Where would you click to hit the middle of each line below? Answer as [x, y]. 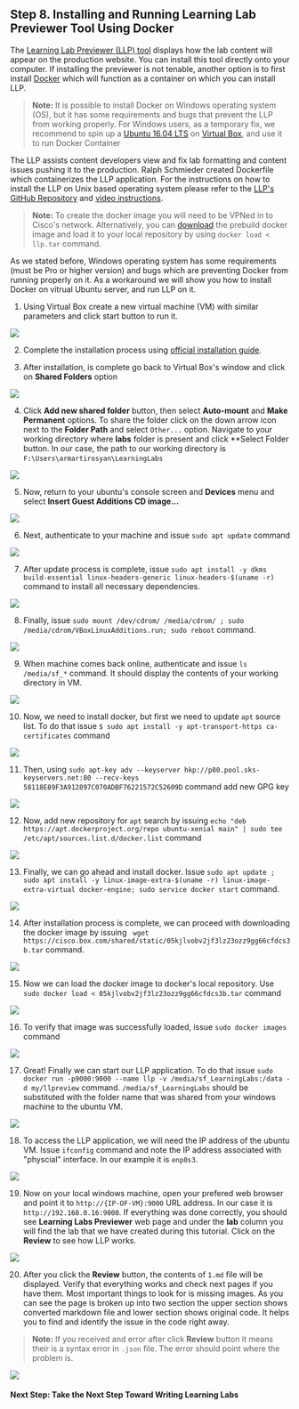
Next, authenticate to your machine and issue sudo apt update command [157, 535]
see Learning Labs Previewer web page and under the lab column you [153, 1221]
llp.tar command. [66, 243]
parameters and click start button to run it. [101, 316]
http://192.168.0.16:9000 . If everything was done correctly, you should [155, 1212]
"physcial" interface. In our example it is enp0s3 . [110, 1159]
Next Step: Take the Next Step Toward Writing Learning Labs [125, 1395]
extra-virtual [49, 889]
